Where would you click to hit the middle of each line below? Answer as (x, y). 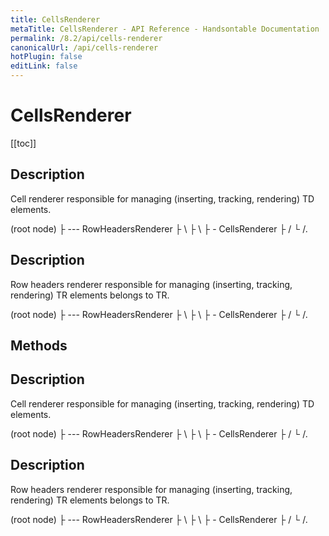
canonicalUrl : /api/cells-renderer (84, 47)
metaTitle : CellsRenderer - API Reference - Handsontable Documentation (165, 29)
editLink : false (44, 66)
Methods (39, 345)
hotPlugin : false (46, 57)
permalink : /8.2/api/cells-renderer (86, 38)
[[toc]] (23, 143)
